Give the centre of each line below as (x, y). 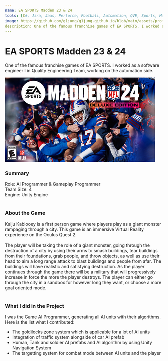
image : (12, 21)
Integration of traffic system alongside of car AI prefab (68, 337)
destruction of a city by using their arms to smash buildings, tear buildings (82, 250)
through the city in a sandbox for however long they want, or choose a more (83, 282)
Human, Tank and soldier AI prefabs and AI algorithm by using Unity (82, 343)
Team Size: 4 (19, 189)
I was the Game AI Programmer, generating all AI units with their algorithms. (83, 317)
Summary (17, 173)
